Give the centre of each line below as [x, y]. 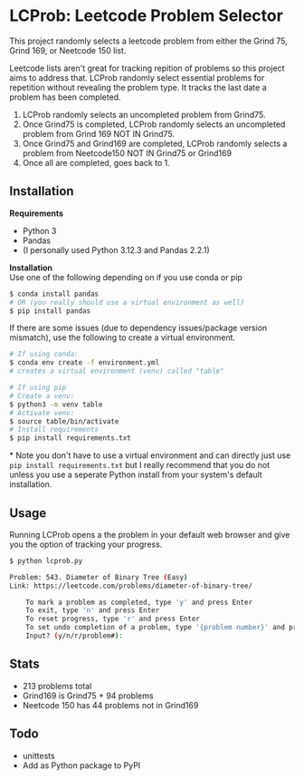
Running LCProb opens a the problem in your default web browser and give [150, 534]
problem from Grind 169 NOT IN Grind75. [98, 133]
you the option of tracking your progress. [86, 544]
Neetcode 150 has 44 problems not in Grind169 [110, 705]
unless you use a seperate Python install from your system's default [136, 475]
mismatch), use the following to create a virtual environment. [123, 337]
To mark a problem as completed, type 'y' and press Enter [139, 602]
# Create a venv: [42, 395]
